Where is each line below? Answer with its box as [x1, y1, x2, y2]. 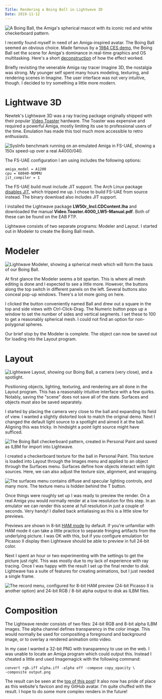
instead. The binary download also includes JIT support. [5, 194, 118, 200]
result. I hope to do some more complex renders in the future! [5, 689, 128, 695]
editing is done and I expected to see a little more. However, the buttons [5, 281, 148, 287]
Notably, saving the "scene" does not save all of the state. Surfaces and [5, 394, 148, 400]
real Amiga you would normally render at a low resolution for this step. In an [5, 498, 156, 504]
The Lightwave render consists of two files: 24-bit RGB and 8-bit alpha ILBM [5, 621, 157, 627]
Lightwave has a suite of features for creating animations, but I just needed [5, 568, 154, 574]
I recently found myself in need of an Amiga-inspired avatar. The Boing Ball [5, 39, 155, 45]
